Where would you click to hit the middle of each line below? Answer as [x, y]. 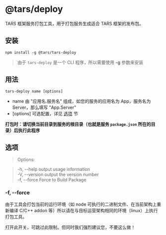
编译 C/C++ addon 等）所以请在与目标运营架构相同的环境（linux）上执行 [83, 210]
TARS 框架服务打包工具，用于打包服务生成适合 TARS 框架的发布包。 [74, 23]
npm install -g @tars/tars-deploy [41, 52]
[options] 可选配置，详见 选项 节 [45, 113]
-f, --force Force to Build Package [52, 180]
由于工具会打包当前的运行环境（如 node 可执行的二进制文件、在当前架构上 [81, 204]
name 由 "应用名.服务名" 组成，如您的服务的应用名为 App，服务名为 [82, 101]
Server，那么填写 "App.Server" [44, 107]
